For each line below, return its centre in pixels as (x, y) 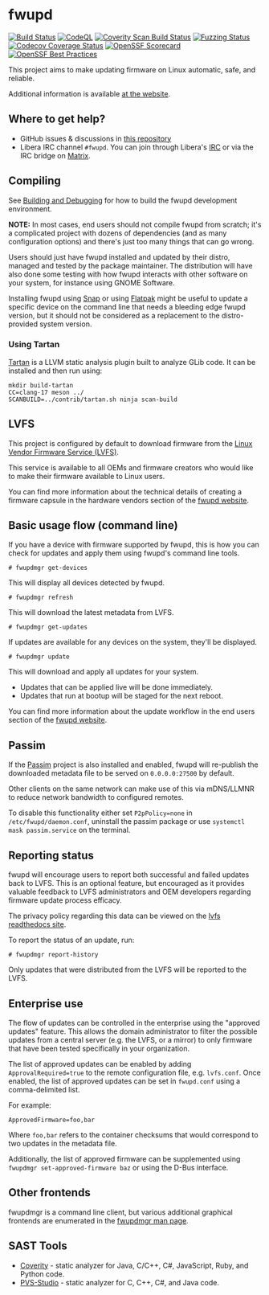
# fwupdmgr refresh (41, 598)
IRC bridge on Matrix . (55, 155)
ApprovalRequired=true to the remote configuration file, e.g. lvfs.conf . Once (134, 1072)
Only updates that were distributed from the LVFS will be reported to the (128, 969)
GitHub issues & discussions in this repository (96, 138)
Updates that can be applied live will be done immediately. (116, 687)
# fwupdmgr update (39, 657)
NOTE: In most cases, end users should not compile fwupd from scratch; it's (135, 224)
